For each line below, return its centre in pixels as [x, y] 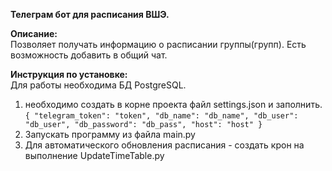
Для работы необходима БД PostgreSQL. [98, 85]
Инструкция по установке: [69, 74]
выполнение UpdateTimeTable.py [94, 155]
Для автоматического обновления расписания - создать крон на [164, 145]
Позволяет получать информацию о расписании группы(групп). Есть [158, 44]
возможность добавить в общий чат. [89, 55]
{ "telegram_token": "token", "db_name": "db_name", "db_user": [161, 116]
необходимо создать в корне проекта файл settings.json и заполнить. [173, 104]
